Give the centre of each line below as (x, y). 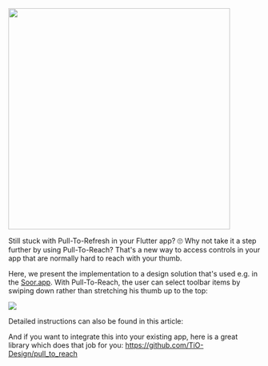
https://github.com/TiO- (164, 345)
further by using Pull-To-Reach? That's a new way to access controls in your (134, 250)
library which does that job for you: (66, 345)
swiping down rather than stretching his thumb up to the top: (108, 290)
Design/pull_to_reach (43, 354)
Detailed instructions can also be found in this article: (96, 321)
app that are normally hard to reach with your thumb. (95, 258)
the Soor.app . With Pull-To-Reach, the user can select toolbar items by (124, 282)
